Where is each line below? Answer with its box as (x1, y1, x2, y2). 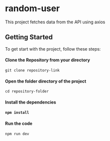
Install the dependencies (5, 99, 56, 105)
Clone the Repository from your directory (5, 57, 90, 63)
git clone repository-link (5, 68, 60, 73)
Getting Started (5, 33, 53, 41)
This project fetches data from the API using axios (5, 19, 106, 25)
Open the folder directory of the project (5, 78, 87, 84)
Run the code (5, 120, 33, 126)
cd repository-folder (5, 89, 49, 94)
